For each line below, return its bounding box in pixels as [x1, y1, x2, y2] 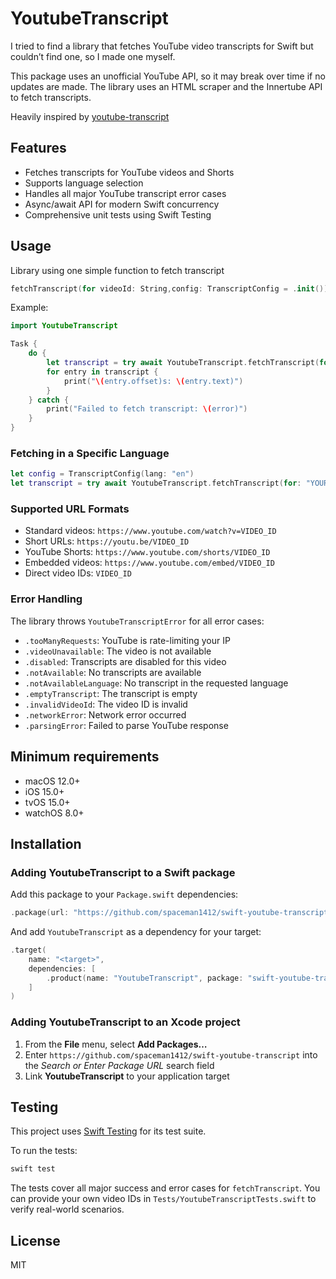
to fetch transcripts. [10, 91, 92, 103]
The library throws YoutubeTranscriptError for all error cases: [10, 615, 265, 627]
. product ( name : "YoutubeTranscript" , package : [46, 973, 244, 983]
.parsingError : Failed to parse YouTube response [24, 719, 229, 731]
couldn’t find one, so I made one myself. [10, 50, 176, 62]
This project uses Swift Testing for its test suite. [10, 1125, 207, 1137]
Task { [10, 339, 38, 349]
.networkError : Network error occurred [24, 708, 187, 721]
